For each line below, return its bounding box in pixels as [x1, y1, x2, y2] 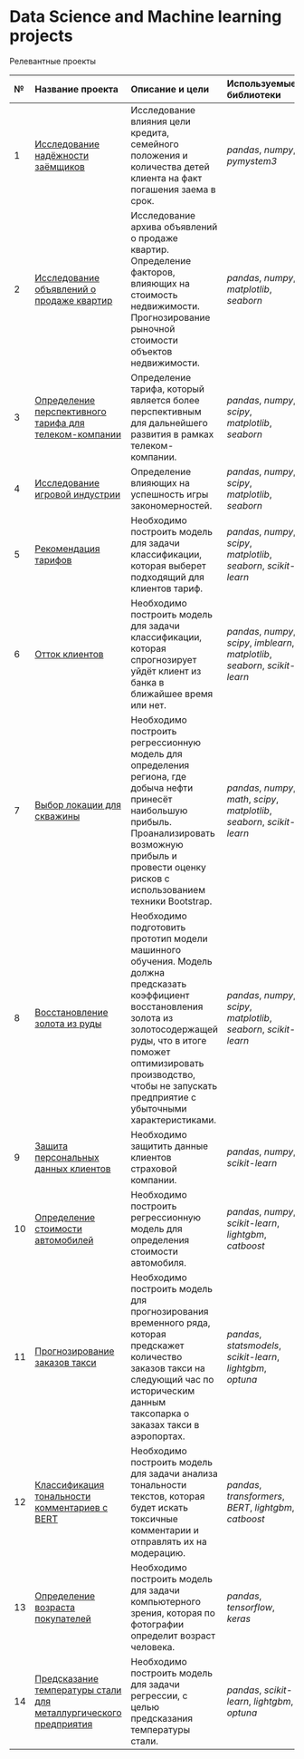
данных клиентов [34, 1162, 111, 1175]
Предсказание [34, 1672, 100, 1685]
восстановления [130, 1000, 204, 1013]
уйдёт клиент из [130, 665, 202, 677]
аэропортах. [130, 1430, 185, 1443]
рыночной [130, 322, 176, 335]
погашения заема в [130, 183, 216, 196]
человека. [130, 1640, 176, 1653]
